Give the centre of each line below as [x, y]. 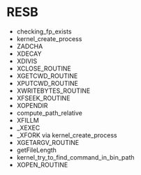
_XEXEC [28, 128]
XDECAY [29, 54]
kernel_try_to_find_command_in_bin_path [75, 157]
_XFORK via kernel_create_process [67, 135]
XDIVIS [27, 61]
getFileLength [37, 150]
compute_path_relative [50, 113]
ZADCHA [30, 46]
